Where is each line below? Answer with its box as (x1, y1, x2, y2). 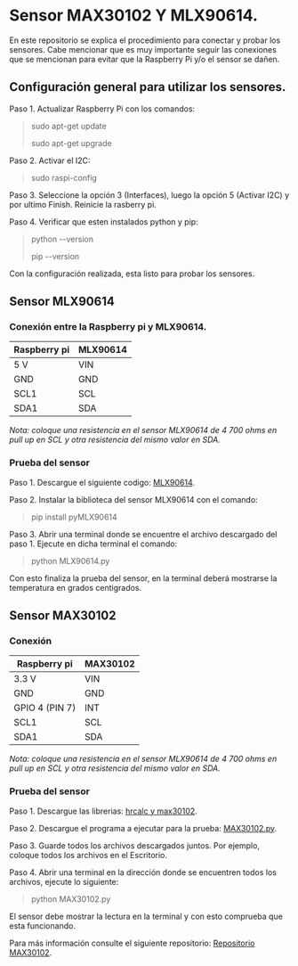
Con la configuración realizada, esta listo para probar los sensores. (9, 268, 255, 279)
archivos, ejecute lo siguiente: (9, 876, 119, 887)
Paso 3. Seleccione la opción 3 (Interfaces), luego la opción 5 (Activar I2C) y (9, 189, 290, 201)
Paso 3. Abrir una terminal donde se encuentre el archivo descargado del (9, 528, 278, 539)
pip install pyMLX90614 (30, 512, 117, 522)
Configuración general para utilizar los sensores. (9, 79, 286, 94)
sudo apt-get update (30, 120, 107, 131)
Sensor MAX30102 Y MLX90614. (9, 5, 258, 26)
